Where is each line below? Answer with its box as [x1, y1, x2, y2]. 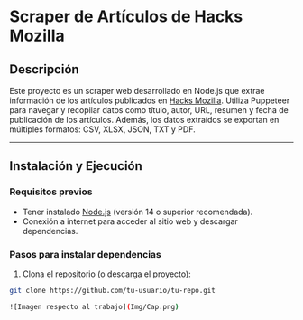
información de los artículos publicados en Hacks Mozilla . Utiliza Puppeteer [9, 95, 290, 106]
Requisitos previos [9, 185, 93, 198]
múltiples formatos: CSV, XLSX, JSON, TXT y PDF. [9, 124, 196, 135]
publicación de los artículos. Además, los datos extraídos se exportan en [9, 115, 280, 125]
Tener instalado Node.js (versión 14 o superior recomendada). [22, 206, 253, 217]
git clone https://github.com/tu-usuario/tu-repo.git [9, 286, 216, 295]
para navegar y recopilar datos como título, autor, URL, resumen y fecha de [9, 105, 289, 115]
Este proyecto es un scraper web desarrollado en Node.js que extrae [9, 86, 265, 96]
